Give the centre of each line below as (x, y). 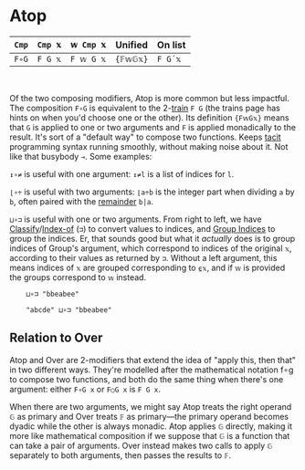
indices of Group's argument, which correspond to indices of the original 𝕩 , (151, 248)
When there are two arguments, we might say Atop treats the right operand (151, 406)
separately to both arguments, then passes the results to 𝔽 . (121, 455)
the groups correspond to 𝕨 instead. (78, 277)
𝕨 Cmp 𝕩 (88, 45)
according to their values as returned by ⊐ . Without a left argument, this (143, 257)
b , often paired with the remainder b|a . (81, 201)
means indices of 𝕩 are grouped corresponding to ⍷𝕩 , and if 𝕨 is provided (147, 267)
